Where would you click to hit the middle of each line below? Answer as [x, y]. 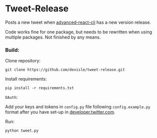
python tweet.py [22, 131]
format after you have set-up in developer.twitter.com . [60, 112]
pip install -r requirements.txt [40, 88]
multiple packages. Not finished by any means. [53, 37]
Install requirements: [26, 79]
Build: [12, 50]
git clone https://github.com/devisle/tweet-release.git [65, 70]
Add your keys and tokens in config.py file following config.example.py [78, 107]
